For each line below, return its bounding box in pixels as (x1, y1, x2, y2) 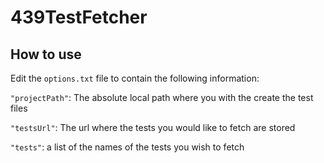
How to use (10, 46, 82, 63)
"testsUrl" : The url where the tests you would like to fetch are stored (10, 122, 296, 133)
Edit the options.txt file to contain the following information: (10, 72, 260, 84)
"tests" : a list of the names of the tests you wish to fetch (10, 141, 245, 153)
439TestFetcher (10, 6, 148, 29)
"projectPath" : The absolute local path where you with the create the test (10, 92, 314, 103)
